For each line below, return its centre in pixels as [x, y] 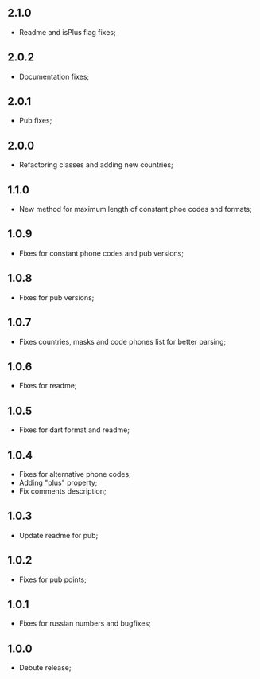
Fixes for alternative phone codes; [75, 474]
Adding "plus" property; [58, 482]
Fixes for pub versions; [56, 297]
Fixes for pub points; [52, 579]
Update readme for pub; [58, 535]
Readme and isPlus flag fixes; [67, 32]
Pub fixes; [35, 121]
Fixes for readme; [48, 386]
